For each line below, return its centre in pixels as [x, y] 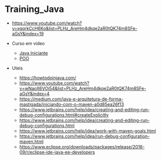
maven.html [31, 141]
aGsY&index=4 [34, 93]
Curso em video [28, 43]
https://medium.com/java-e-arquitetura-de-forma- [71, 99]
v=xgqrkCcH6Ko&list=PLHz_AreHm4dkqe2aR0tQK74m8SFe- [75, 28]
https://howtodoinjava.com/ [48, 77]
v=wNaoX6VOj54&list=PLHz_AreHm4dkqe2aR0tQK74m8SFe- [83, 88]
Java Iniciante [34, 53]
